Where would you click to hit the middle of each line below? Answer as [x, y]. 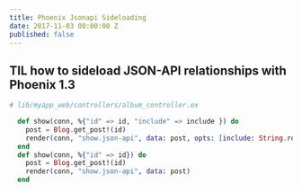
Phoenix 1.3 [43, 85]
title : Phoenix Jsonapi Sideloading [78, 17]
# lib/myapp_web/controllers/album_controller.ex [104, 105]
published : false [42, 34]
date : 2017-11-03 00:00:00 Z [64, 26]
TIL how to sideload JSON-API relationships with [148, 70]
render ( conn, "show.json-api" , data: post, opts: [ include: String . [156, 138]
